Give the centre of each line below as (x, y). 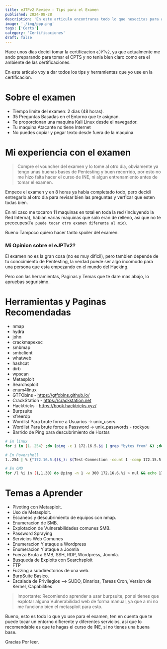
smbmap (21, 347)
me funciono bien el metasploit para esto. (60, 607)
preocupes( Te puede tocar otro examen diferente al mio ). (66, 223)
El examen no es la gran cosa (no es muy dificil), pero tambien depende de (82, 256)
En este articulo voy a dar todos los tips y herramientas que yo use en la (79, 72)
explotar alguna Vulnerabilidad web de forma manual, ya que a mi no (87, 602)
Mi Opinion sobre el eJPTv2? (41, 245)
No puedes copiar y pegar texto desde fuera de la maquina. (74, 132)
